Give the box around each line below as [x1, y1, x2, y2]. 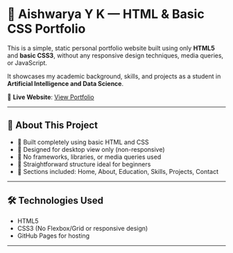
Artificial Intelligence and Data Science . [7, 79, 123, 87]
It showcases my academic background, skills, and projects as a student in [7, 72, 221, 80]
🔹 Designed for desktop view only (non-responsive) [17, 145, 165, 153]
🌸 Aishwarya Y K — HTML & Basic [7, 6, 205, 22]
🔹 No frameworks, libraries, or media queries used [17, 152, 162, 161]
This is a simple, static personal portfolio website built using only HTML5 [7, 44, 215, 52]
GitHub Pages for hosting [17, 232, 90, 240]
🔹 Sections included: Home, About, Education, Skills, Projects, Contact [17, 167, 219, 175]
